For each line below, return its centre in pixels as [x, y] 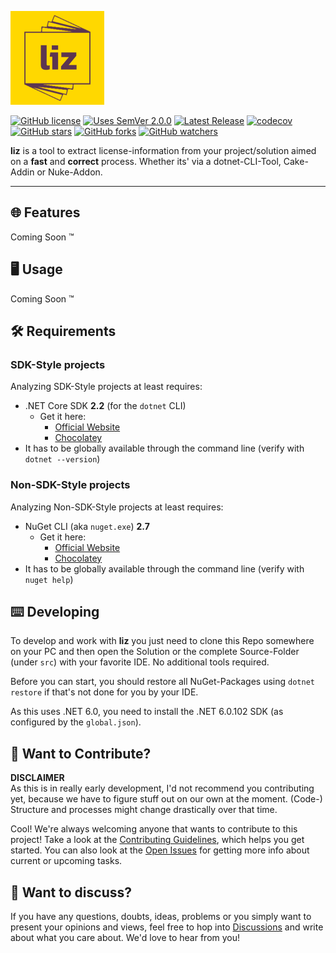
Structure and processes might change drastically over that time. [144, 810]
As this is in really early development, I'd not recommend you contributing [162, 788]
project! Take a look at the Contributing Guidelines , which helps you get [157, 840]
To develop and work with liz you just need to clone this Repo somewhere [162, 641]
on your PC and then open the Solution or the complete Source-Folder [155, 652]
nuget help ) [49, 579]
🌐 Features [45, 212]
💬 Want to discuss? [71, 892]
